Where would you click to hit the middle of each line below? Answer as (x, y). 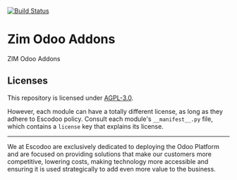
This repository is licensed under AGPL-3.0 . (71, 98)
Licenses (28, 81)
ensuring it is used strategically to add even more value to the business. (112, 169)
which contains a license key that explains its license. (85, 126)
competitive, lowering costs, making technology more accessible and (108, 161)
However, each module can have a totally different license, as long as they (115, 111)
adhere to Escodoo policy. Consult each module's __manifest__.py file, (110, 119)
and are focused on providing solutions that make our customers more (110, 154)
